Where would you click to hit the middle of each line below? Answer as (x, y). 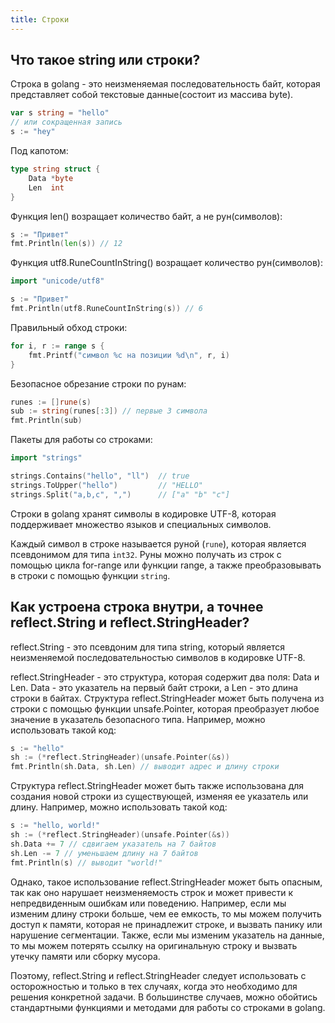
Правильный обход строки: (69, 327)
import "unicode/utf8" (57, 281)
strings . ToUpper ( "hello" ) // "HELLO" (106, 485)
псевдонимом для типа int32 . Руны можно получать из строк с (146, 554)
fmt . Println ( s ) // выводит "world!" (86, 862)
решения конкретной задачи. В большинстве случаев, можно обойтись (164, 997)
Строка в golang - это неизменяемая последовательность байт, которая (165, 84)
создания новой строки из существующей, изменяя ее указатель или (159, 797)
